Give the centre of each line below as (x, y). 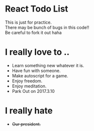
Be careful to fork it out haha (33, 32)
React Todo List (37, 9)
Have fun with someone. (36, 71)
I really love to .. (37, 52)
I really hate (29, 111)
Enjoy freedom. (27, 81)
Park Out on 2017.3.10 (33, 91)
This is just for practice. (28, 22)
